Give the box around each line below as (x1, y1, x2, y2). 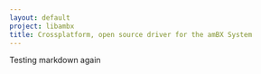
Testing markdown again (9, 55, 101, 66)
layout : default (9, 13, 70, 23)
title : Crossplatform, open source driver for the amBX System (9, 30, 253, 39)
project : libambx (9, 22, 75, 31)
